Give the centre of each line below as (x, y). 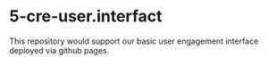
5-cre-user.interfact (86, 16)
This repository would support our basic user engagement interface (134, 41)
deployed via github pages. (59, 50)
